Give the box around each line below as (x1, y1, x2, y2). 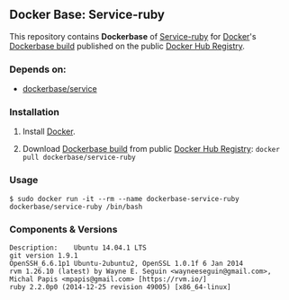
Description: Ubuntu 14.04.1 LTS (9, 243, 147, 252)
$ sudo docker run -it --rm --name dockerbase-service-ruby (9, 194, 240, 203)
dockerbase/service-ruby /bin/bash (9, 202, 143, 211)
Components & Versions (9, 223, 118, 235)
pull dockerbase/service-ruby (22, 153, 137, 163)
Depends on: (9, 63, 67, 75)
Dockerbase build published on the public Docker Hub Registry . (9, 40, 246, 51)
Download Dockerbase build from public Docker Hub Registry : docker (22, 144, 281, 154)
